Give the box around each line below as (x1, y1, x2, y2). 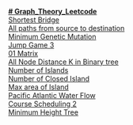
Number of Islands (8, 66, 69, 74)
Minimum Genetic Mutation (8, 32, 97, 41)
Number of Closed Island (8, 74, 89, 83)
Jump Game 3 (8, 40, 55, 50)
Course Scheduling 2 (8, 99, 78, 108)
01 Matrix (8, 49, 38, 58)
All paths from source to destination (8, 24, 125, 32)
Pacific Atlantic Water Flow (8, 91, 97, 100)
